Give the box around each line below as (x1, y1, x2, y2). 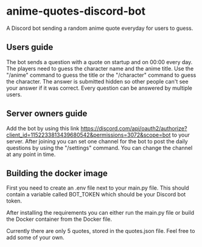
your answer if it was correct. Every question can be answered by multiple (6, 84, 193, 91)
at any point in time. (6, 151, 56, 158)
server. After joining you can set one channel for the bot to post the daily (6, 137, 188, 145)
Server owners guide (6, 109, 88, 119)
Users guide (6, 42, 54, 52)
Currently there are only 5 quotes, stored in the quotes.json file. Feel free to (6, 227, 195, 235)
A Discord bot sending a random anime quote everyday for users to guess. (6, 24, 193, 32)
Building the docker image (6, 168, 108, 178)
